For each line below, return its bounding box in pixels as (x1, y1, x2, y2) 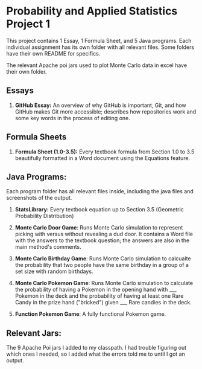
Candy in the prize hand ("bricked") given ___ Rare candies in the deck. (14, 299, 192, 306)
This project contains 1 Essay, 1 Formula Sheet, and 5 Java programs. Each (6, 37, 192, 44)
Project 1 (6, 17, 50, 31)
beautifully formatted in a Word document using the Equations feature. (14, 154, 191, 161)
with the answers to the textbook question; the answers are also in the (14, 237, 190, 244)
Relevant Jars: (6, 328, 62, 338)
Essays (6, 86, 34, 96)
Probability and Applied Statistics (6, 4, 178, 18)
